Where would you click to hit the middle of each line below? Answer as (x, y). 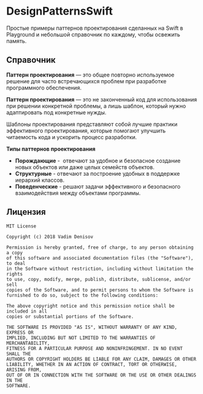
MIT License (21, 226)
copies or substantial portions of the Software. (70, 316)
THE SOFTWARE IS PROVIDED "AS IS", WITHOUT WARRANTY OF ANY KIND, (92, 327)
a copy (15, 253)
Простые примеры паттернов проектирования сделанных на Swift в (95, 28)
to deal (16, 263)
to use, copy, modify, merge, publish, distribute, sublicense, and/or (98, 279)
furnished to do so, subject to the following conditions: (82, 295)
